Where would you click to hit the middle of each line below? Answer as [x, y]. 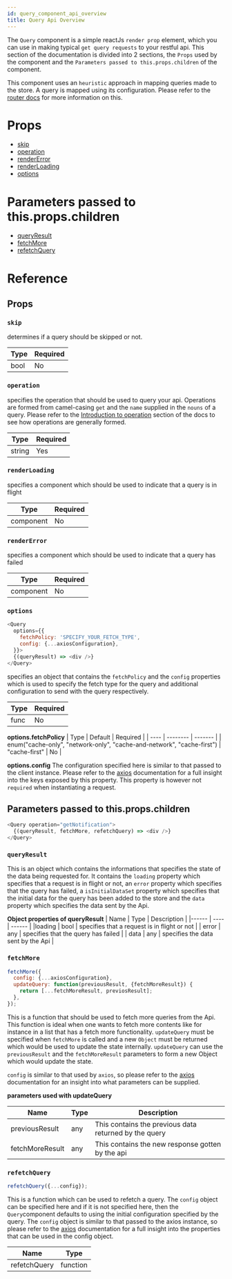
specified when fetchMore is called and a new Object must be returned [108, 1039]
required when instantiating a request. [61, 787]
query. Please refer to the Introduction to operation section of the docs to [111, 414]
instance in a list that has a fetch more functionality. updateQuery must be [110, 1032]
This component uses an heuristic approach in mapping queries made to [112, 82]
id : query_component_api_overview [57, 14]
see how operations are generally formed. [67, 422]
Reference [37, 278]
